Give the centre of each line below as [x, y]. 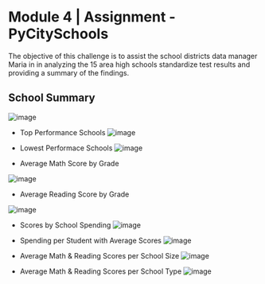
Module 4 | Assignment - [92, 17]
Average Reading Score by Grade [74, 194]
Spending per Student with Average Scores [90, 240]
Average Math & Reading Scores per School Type [101, 271]
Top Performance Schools [62, 132]
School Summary [52, 98]
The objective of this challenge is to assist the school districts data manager [133, 56]
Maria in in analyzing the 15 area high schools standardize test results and [129, 64]
